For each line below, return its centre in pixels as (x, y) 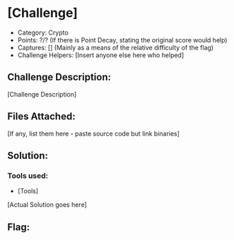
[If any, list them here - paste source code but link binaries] (94, 133)
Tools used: (28, 176)
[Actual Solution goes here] (47, 205)
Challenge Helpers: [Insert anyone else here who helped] (101, 55)
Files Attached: (41, 117)
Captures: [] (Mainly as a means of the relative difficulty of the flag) (116, 47)
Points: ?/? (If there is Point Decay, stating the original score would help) (122, 40)
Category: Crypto (43, 32)
